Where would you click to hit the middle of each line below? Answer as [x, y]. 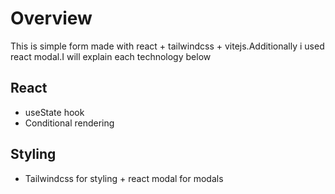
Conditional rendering [69, 123]
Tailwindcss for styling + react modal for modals [124, 178]
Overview [51, 18]
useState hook [54, 112]
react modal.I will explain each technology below [111, 56]
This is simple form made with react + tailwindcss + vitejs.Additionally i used [167, 46]
